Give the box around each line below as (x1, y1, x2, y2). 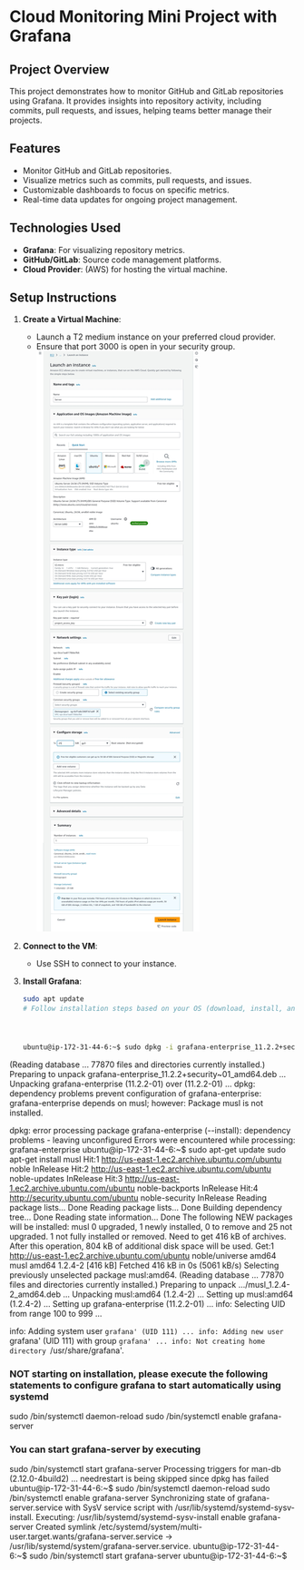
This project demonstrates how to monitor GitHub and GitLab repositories (9, 86, 284, 96)
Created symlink (35, 1522, 97, 1533)
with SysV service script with (64, 1502, 173, 1513)
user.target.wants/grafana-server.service (9, 1531, 163, 1542)
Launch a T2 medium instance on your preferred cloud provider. (35, 331, 276, 342)
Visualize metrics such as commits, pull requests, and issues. (22, 174, 252, 185)
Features (9, 141, 61, 156)
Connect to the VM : (22, 941, 98, 952)
